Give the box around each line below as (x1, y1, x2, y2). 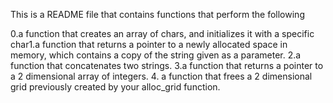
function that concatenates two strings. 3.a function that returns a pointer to (10, 60, 324, 71)
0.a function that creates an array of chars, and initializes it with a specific (10, 28, 315, 39)
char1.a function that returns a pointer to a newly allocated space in (10, 39, 288, 50)
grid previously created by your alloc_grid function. (10, 81, 221, 93)
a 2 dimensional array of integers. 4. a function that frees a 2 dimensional (10, 70, 313, 82)
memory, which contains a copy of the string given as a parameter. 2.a (10, 49, 302, 61)
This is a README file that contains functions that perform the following (10, 9, 305, 20)
